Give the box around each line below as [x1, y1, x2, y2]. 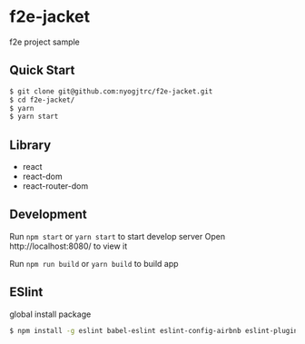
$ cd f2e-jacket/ [9, 95, 75, 104]
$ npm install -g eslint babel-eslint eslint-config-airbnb [9, 326, 242, 335]
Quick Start [9, 63, 75, 78]
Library [9, 137, 52, 152]
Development [9, 207, 88, 222]
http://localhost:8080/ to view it [9, 241, 128, 251]
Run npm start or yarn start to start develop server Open [9, 231, 225, 241]
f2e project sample [9, 36, 80, 47]
